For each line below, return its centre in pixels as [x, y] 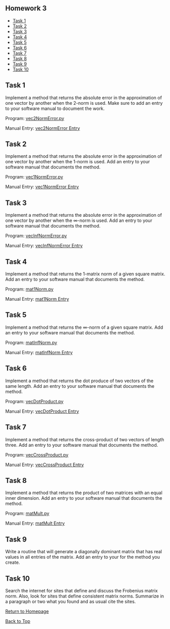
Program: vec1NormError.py [34, 177]
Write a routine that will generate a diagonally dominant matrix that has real [84, 552]
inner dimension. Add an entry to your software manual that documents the [84, 498]
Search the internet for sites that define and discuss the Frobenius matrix [82, 590]
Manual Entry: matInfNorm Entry [39, 352]
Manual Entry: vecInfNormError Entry [44, 246]
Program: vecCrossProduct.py [37, 454]
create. [13, 562]
